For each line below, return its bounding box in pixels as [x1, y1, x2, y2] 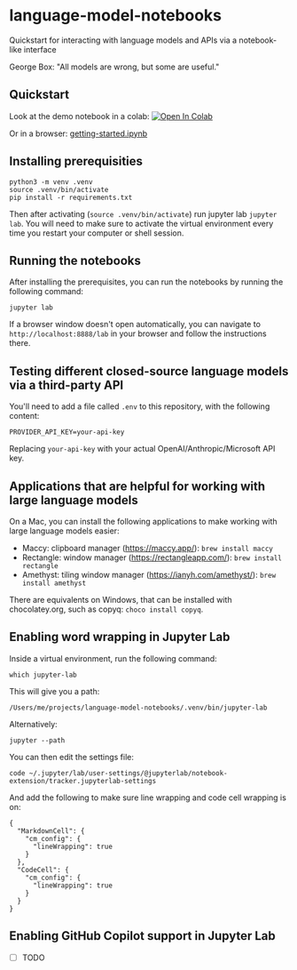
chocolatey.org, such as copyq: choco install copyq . [9, 604, 204, 614]
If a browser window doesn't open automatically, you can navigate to [9, 319, 262, 330]
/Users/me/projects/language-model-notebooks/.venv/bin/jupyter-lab [9, 703, 268, 712]
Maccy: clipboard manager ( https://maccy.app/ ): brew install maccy [21, 543, 273, 553]
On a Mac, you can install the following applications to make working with [9, 517, 277, 526]
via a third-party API [9, 377, 124, 392]
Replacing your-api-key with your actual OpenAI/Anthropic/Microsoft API [9, 444, 276, 454]
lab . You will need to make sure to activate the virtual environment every [9, 218, 274, 228]
